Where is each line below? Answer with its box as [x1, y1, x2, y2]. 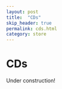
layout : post [6, 8, 39, 15]
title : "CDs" [6, 14, 42, 20]
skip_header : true [6, 20, 52, 26]
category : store [6, 31, 46, 37]
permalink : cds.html [6, 25, 58, 32]
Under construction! [6, 77, 55, 84]
